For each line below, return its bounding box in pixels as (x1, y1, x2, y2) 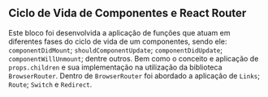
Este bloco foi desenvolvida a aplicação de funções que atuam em (8, 27, 231, 37)
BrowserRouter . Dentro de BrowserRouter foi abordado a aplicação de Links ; (8, 70, 260, 80)
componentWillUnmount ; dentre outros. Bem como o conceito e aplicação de (8, 53, 259, 63)
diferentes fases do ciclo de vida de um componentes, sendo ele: (8, 36, 227, 46)
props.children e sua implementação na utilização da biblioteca (8, 62, 223, 72)
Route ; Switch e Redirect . (8, 79, 93, 89)
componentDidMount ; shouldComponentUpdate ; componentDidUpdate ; (8, 44, 223, 55)
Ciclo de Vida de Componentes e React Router (8, 6, 247, 20)
